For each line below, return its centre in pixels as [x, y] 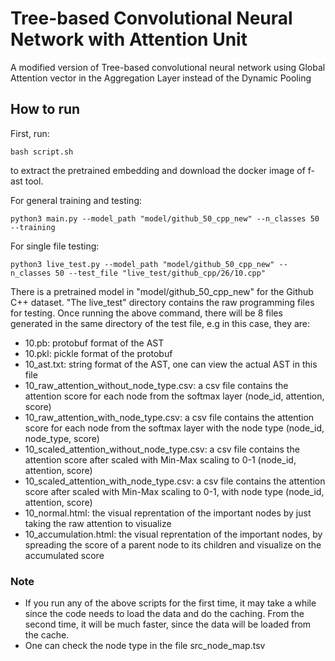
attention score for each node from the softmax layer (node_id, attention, [174, 396]
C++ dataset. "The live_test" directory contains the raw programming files [162, 302]
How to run [45, 109]
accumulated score [64, 555]
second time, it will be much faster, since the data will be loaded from [168, 624]
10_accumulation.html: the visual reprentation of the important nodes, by [173, 534]
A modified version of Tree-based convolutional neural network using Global [168, 67]
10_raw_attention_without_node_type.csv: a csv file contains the [156, 385]
